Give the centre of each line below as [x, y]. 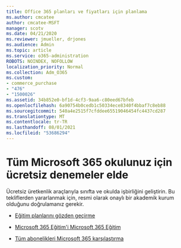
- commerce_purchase [32, 84]
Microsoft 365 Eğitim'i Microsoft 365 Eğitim [68, 227]
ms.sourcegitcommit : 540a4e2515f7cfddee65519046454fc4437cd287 [86, 111]
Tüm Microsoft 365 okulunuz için [89, 162]
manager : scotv [25, 28]
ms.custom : [20, 78]
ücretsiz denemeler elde [67, 175]
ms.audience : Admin [30, 45]
